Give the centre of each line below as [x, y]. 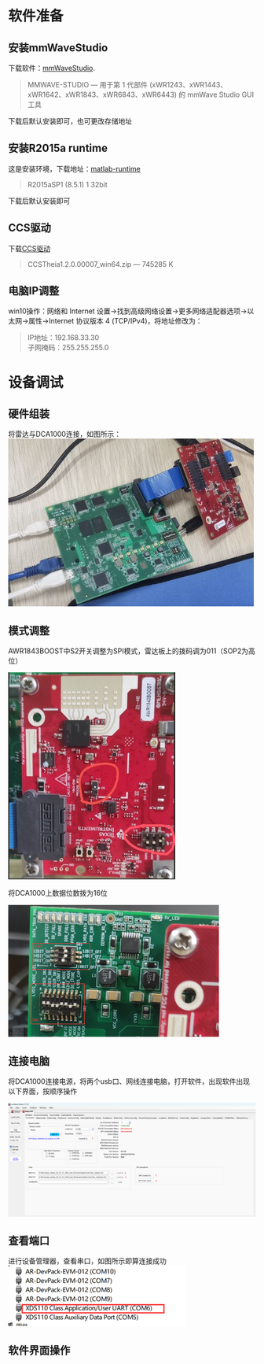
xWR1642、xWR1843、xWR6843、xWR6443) [102, 94]
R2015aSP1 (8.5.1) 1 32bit [67, 184]
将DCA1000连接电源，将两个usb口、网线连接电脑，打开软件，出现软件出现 [129, 1081]
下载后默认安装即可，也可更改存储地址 [70, 121]
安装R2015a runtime [58, 148]
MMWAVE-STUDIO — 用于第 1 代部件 [87, 85]
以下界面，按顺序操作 [42, 1092]
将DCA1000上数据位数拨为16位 [58, 893]
